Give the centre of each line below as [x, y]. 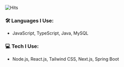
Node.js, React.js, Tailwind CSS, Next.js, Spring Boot [66, 59]
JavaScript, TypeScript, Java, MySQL [50, 33]
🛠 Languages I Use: [29, 21]
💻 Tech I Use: [22, 46]
